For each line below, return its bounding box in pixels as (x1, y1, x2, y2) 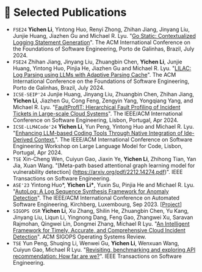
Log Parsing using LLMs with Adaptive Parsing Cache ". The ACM (12, 71, 176, 78)
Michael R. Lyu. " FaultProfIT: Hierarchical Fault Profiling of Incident (12, 103, 181, 110)
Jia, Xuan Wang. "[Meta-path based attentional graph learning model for (12, 162, 195, 169)
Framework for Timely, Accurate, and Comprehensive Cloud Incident (12, 226, 186, 234)
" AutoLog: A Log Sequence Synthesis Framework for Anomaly (12, 187, 170, 195)
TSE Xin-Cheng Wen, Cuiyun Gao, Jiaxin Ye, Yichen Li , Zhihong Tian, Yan (12, 155, 197, 162)
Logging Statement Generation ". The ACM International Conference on (12, 38, 191, 46)
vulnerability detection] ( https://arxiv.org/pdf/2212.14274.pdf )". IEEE (12, 168, 183, 176)
